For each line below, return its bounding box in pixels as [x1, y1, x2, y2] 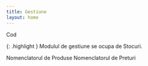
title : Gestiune [6, 8, 47, 15]
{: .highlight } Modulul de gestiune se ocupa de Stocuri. [6, 43, 143, 50]
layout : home [6, 14, 39, 20]
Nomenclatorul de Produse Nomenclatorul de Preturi [6, 54, 136, 61]
